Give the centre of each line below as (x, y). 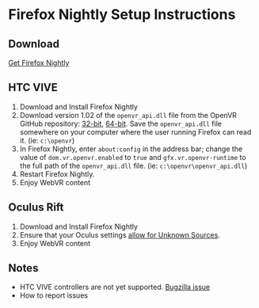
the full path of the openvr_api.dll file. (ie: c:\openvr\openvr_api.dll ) (133, 165)
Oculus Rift (36, 207)
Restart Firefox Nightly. (57, 174)
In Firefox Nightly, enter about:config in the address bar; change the (131, 149)
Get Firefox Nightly (39, 63)
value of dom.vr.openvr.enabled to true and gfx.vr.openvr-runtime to (133, 157)
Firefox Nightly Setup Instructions (122, 15)
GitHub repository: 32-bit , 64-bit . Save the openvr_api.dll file (120, 124)
